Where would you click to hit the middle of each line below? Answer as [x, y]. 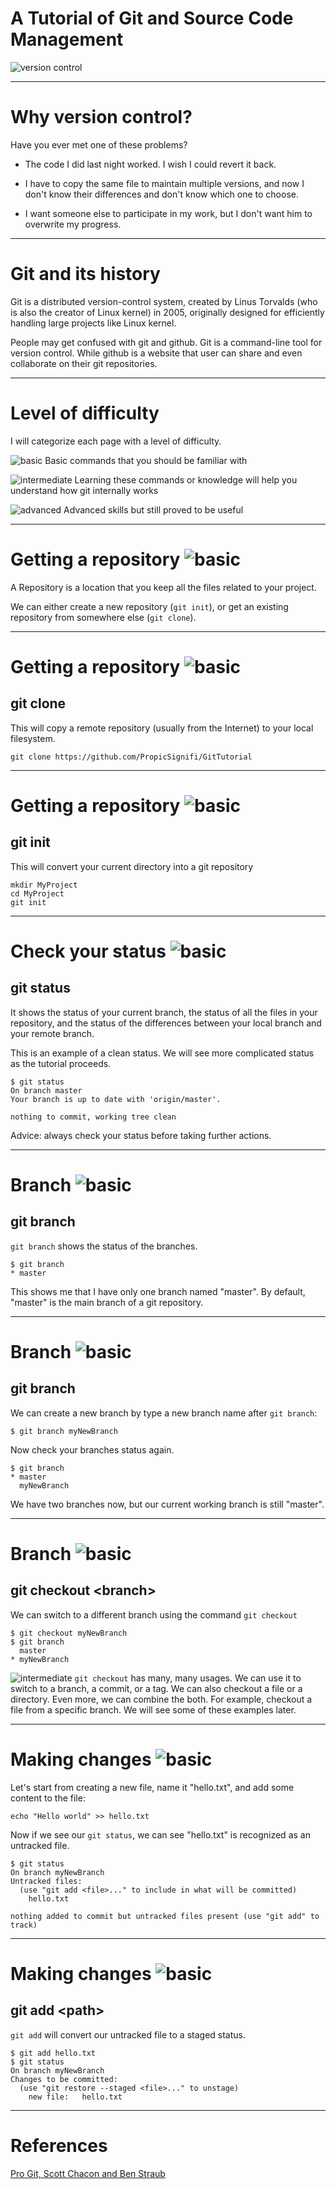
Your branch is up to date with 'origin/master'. [116, 1099]
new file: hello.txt [75, 2097]
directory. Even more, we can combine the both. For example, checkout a [161, 1699]
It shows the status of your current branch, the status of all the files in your [164, 1012]
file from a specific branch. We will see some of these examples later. [153, 1709]
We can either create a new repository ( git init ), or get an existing [149, 606]
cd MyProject [37, 893]
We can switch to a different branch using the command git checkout [154, 1614]
